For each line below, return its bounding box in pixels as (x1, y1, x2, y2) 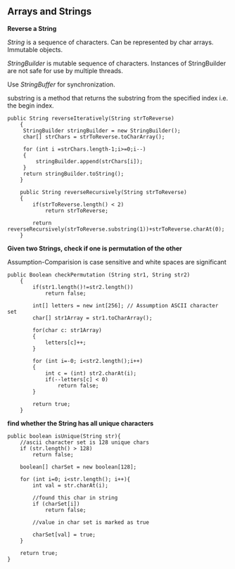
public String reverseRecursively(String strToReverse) (20, 188, 188, 196)
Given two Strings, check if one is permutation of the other (7, 244, 183, 252)
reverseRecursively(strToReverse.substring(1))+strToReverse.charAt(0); (7, 225, 225, 233)
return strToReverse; (44, 207, 109, 214)
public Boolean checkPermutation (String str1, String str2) (7, 271, 191, 279)
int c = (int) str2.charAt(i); (44, 369, 137, 377)
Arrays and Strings (7, 6, 92, 18)
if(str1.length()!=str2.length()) (32, 283, 134, 290)
